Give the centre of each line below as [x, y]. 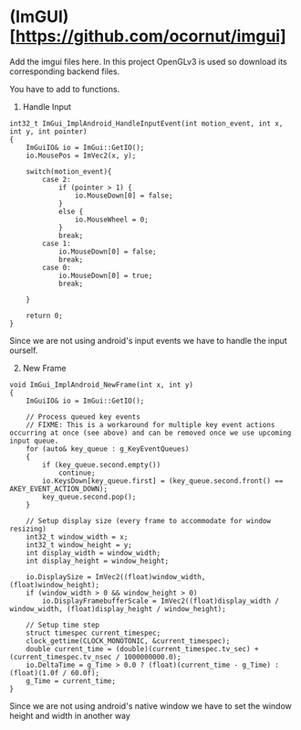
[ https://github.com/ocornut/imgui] [148, 36]
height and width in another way [70, 715]
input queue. [34, 441]
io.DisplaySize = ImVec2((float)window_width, [116, 577]
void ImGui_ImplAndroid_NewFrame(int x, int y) [102, 385]
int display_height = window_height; [98, 561]
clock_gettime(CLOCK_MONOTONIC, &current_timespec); [128, 641]
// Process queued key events [83, 417]
